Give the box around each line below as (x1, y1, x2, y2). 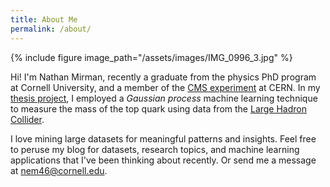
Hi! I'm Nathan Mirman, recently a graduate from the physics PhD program (10, 71, 317, 83)
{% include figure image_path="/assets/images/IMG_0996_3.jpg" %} (10, 51, 293, 63)
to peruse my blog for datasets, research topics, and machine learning (10, 143, 300, 155)
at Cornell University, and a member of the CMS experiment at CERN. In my (10, 81, 321, 93)
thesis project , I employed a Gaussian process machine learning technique (10, 92, 318, 104)
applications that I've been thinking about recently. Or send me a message (10, 154, 317, 166)
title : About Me (10, 14, 78, 25)
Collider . (10, 113, 45, 125)
